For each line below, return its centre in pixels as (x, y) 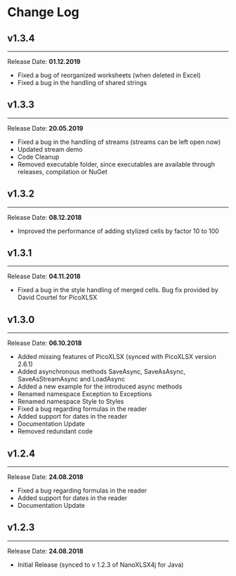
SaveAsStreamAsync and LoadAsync (71, 379)
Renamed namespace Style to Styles (71, 402)
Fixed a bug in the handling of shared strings (82, 83)
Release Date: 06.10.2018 (45, 343)
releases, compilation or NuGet (62, 171)
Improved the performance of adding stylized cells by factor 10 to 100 (118, 231)
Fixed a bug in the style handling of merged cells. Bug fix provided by (118, 290)
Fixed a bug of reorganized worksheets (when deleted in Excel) (109, 75)
